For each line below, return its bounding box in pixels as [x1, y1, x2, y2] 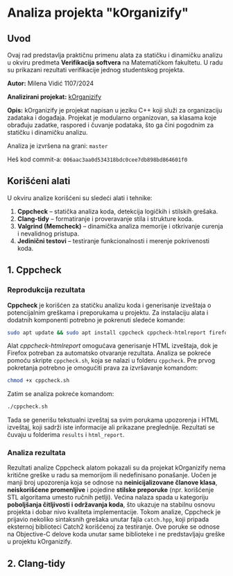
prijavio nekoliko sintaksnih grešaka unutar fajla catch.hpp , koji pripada [7, 516, 209, 524]
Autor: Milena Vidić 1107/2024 [7, 79, 94, 88]
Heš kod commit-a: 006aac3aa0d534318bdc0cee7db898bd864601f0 [7, 155, 188, 163]
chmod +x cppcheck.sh [7, 377, 70, 384]
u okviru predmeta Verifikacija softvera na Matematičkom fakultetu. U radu [7, 58, 223, 67]
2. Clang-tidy [7, 557, 66, 569]
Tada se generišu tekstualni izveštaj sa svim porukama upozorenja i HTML [7, 415, 219, 425]
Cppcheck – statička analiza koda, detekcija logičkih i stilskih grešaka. [17, 207, 218, 215]
